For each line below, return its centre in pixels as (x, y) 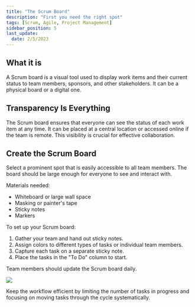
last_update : (22, 34)
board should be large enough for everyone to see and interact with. (89, 174)
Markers (25, 215)
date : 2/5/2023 (30, 39)
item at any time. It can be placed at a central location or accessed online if (97, 129)
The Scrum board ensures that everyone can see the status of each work (95, 122)
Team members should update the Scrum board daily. (71, 269)
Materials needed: (28, 185)
